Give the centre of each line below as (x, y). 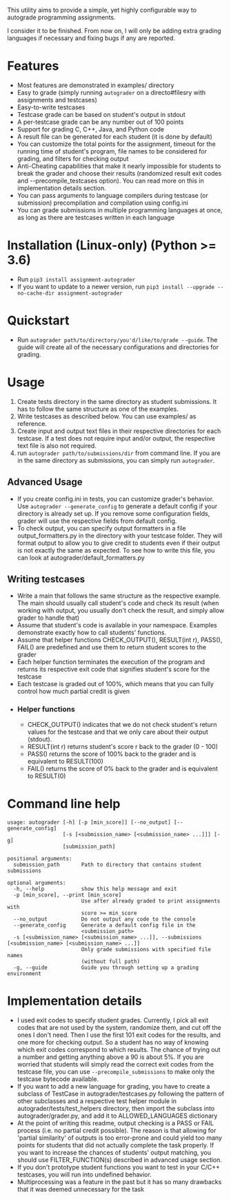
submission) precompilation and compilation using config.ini (102, 203)
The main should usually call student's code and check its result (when (118, 603)
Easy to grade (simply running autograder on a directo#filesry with (111, 92)
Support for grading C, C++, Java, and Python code (90, 129)
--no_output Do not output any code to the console (104, 919)
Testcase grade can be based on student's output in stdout (101, 114)
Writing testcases (46, 579)
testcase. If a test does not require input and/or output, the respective (116, 438)
